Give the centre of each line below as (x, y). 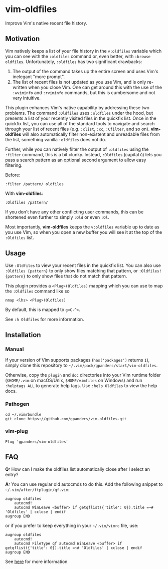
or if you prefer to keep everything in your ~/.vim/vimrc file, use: (72, 525)
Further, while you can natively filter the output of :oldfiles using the (77, 149)
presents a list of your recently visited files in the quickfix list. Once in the (81, 118)
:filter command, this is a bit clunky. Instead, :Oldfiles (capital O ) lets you (83, 154)
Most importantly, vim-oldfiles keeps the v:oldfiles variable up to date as (82, 227)
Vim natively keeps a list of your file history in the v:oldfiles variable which (83, 51)
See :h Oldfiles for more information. (45, 319)
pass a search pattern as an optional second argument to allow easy (76, 160)
